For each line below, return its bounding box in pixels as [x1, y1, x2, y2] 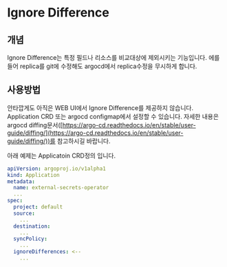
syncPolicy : [13, 235, 48, 242]
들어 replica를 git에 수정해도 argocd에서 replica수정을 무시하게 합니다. [7, 62, 197, 70]
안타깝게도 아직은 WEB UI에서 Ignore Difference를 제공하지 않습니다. [7, 103, 194, 111]
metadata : [7, 178, 36, 185]
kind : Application [7, 171, 60, 178]
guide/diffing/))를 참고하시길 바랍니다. [7, 136, 111, 145]
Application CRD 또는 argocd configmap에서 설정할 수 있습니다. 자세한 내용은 [7, 112, 219, 120]
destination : [13, 222, 51, 230]
